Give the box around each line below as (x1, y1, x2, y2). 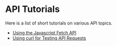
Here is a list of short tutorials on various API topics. (5, 20, 113, 26)
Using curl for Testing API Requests (12, 35, 86, 41)
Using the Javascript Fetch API (12, 29, 77, 35)
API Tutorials (5, 3, 60, 15)
